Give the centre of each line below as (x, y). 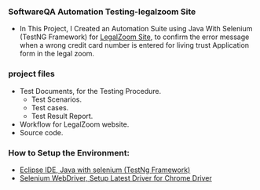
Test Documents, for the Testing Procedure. (90, 91)
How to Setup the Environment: (69, 152)
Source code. (41, 132)
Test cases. (50, 107)
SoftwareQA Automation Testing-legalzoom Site (102, 12)
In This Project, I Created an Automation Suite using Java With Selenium (136, 29)
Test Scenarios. (57, 99)
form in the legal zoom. (57, 54)
